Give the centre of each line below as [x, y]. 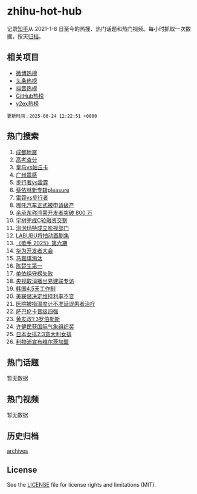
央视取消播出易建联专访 [45, 281]
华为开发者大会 [34, 251]
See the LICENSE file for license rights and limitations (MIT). [82, 484]
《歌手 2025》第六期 [41, 243]
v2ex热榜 [27, 103]
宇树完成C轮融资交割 [42, 220]
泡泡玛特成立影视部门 [42, 228]
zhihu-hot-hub [44, 11]
